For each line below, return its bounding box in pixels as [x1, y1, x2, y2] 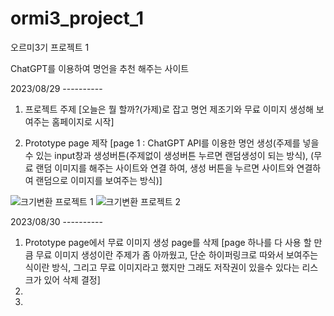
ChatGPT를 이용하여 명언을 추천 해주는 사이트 [10, 62, 190, 74]
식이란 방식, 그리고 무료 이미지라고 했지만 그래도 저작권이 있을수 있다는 [24, 261, 300, 273]
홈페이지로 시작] [51, 115, 115, 127]
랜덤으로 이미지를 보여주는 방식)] [35, 174, 163, 186]
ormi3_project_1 [10, 7, 145, 30]
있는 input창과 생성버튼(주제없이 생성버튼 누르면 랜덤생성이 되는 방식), [35, 149, 309, 161]
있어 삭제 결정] [43, 273, 101, 286]
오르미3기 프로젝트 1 [10, 41, 90, 53]
